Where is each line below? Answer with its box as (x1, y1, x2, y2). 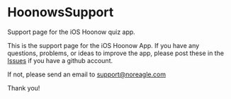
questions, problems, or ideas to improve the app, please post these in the (7, 49, 225, 57)
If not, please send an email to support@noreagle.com (7, 70, 167, 78)
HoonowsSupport (7, 4, 114, 21)
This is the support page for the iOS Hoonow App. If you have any (7, 41, 200, 49)
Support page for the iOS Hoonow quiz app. (7, 28, 136, 36)
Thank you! (7, 83, 40, 92)
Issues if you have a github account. (7, 56, 113, 64)
